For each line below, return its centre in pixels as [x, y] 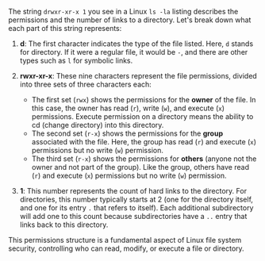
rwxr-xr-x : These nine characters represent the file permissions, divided [138, 76]
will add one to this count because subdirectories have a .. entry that [133, 216]
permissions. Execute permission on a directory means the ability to [142, 117]
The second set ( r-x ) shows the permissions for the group [127, 133]
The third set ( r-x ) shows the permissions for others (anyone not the [144, 159]
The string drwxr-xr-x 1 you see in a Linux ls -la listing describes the [123, 12]
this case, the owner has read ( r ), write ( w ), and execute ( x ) [128, 108]
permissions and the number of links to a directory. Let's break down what [130, 20]
